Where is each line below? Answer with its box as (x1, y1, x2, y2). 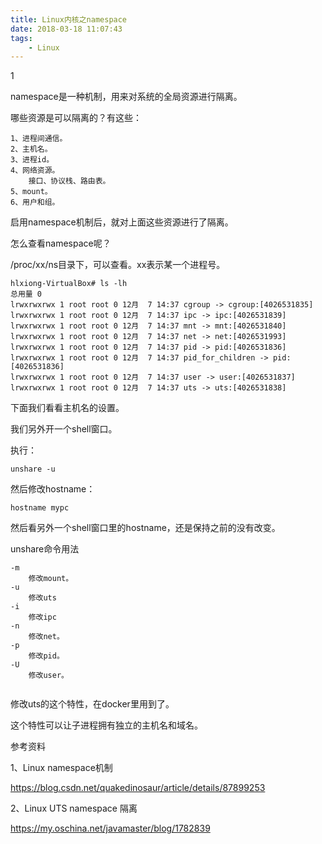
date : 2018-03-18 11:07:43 (10, 24, 123, 34)
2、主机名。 (10, 144, 53, 155)
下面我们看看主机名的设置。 (10, 402, 125, 414)
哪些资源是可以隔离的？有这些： (10, 112, 142, 124)
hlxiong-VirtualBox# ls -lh (10, 279, 128, 289)
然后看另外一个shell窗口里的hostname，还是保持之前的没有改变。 (10, 522, 281, 534)
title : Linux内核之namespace (10, 14, 128, 25)
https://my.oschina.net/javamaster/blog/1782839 (10, 822, 211, 835)
